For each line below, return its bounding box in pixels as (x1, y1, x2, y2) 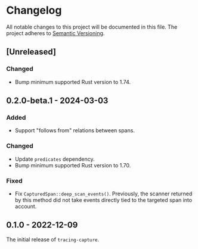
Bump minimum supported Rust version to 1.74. (14, 78, 131, 85)
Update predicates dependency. (14, 155, 95, 163)
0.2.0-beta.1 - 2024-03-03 (6, 96, 109, 106)
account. (14, 203, 37, 210)
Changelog (6, 4, 62, 17)
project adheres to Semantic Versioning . (6, 29, 105, 36)
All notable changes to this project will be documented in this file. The (6, 23, 178, 30)
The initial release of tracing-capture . (6, 236, 100, 243)
